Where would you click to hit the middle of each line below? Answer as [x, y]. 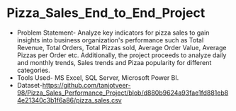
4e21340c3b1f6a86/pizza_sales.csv [69, 100]
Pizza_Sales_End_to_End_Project [106, 13]
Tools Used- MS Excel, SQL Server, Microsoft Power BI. [98, 77]
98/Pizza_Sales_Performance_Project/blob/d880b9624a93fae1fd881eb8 [123, 93]
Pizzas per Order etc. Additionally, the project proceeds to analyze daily [122, 55]
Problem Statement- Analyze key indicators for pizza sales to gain [113, 33]
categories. [33, 70]
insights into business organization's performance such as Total [110, 40]
